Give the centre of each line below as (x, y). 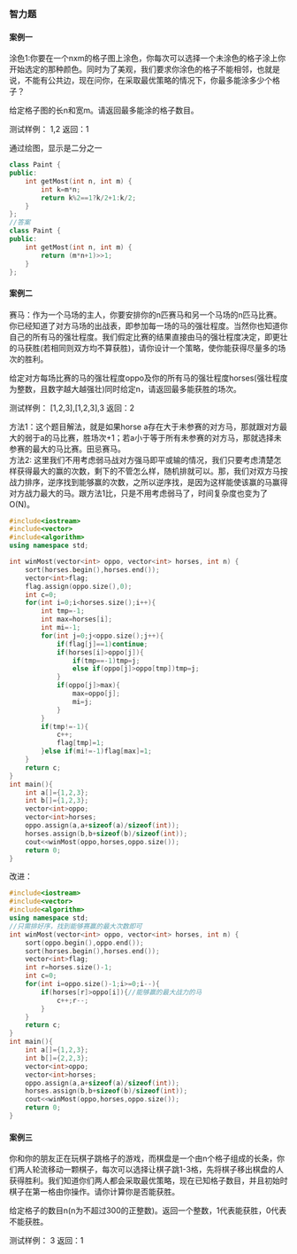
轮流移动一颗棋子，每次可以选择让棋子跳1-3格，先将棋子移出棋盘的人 (158, 1170)
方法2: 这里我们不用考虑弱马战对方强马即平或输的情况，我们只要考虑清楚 (141, 459)
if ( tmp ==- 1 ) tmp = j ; (106, 661)
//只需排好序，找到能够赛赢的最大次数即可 (76, 926)
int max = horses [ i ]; (77, 619)
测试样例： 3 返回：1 (46, 1241)
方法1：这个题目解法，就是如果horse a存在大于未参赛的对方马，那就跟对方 (145, 427)
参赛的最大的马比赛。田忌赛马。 (67, 449)
